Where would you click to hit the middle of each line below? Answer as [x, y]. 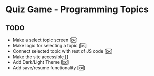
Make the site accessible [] [40, 57]
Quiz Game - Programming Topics [77, 9]
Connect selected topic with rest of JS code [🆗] [62, 51]
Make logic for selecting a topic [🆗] [49, 46]
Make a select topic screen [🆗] [45, 40]
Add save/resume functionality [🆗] [49, 68]
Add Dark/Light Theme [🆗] [41, 62]
